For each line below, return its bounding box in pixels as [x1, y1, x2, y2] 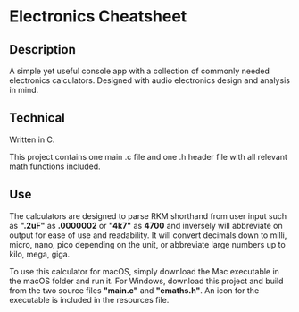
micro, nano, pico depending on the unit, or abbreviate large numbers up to [9, 239, 286, 249]
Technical [9, 110, 65, 126]
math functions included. [9, 161, 101, 172]
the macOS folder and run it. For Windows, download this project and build [9, 275, 284, 286]
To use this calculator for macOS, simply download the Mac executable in [9, 266, 279, 276]
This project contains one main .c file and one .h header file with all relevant [9, 151, 288, 162]
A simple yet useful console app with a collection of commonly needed [9, 65, 270, 76]
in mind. [9, 85, 39, 95]
